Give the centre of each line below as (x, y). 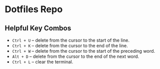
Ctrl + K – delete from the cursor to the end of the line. (70, 46)
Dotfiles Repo (34, 9)
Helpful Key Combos (38, 28)
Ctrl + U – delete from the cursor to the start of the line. (71, 40)
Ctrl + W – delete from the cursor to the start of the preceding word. (84, 51)
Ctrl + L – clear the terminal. (42, 62)
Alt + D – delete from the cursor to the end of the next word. (75, 56)
